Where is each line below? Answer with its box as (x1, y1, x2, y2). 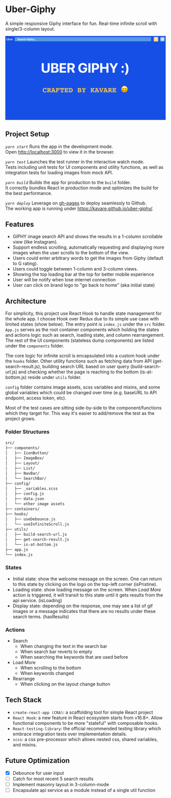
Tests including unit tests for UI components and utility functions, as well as (5, 164, 164, 170)
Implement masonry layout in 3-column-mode (12, 781, 109, 787)
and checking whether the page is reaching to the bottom (18, 369, 139, 375)
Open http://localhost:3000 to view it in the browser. (5, 149, 115, 155)
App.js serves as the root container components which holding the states (5, 327, 159, 333)
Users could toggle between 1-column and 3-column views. (12, 266, 138, 272)
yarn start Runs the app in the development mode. (5, 143, 113, 150)
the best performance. (5, 190, 52, 196)
